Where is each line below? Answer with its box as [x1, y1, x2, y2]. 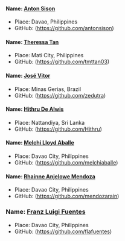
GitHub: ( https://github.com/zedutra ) [14, 92, 106, 99]
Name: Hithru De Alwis [5, 105, 64, 113]
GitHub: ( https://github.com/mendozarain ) [14, 193, 120, 200]
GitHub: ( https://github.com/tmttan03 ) [14, 58, 110, 66]
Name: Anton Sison [5, 5, 56, 12]
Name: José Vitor [5, 72, 51, 79]
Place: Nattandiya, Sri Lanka [14, 119, 85, 126]
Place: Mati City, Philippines [14, 52, 84, 59]
